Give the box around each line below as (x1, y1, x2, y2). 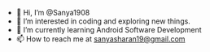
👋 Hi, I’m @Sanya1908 (15, 8, 90, 17)
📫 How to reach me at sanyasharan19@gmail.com (15, 34, 186, 44)
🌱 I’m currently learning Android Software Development (15, 25, 202, 34)
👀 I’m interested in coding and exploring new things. (15, 16, 191, 26)
